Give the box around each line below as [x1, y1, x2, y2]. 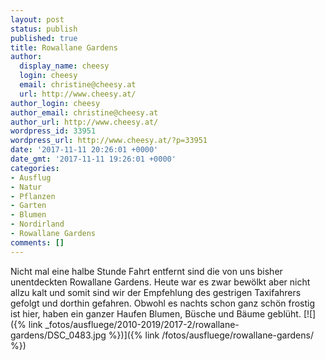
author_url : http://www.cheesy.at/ [10, 117, 159, 127]
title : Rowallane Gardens [10, 42, 118, 53]
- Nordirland [10, 219, 65, 230]
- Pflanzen [10, 191, 56, 201]
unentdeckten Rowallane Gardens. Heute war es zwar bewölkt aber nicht [10, 276, 311, 288]
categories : [10, 163, 60, 173]
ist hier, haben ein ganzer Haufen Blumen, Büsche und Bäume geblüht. [10, 307, 302, 320]
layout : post [10, 14, 65, 25]
